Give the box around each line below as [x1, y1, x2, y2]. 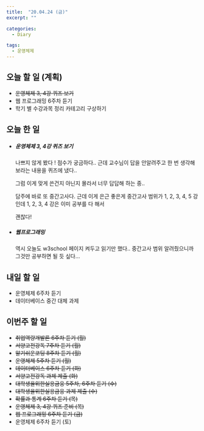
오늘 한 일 [6, 125, 40, 135]
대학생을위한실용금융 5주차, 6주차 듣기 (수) [15, 380, 117, 387]
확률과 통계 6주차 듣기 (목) [15, 395, 78, 402]
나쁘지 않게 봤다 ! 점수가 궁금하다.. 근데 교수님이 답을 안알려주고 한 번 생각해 [15, 159, 195, 167]
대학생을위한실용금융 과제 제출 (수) [15, 387, 98, 394]
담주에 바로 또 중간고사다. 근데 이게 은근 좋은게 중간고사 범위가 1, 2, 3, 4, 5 [15, 193, 192, 200]
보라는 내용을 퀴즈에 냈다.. [15, 167, 77, 174]
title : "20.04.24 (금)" [6, 9, 68, 15]
